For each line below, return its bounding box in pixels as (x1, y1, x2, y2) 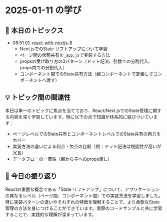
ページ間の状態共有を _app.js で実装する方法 (19, 52, 110, 58)
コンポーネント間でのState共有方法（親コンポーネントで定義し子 (19, 71, 153, 77)
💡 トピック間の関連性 (5, 93, 71, 102)
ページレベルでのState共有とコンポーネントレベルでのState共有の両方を (12, 131, 161, 137)
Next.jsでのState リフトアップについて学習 (19, 46, 107, 52)
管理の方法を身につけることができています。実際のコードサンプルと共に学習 (5, 205, 162, 211)
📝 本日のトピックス (5, 26, 64, 35)
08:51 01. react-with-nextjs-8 (12, 40, 72, 46)
